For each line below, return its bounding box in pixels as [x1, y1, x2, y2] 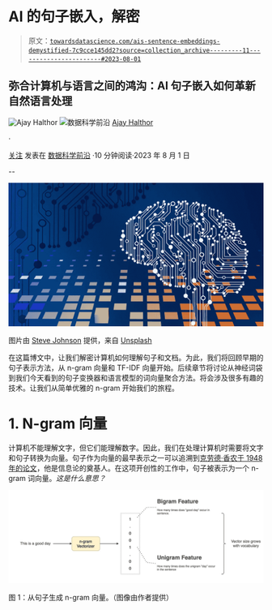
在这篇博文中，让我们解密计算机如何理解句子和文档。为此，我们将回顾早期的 [8, 353, 264, 363]
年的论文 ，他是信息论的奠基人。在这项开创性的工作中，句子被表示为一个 [8, 463, 249, 473]
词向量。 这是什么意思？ [27, 474, 106, 483]
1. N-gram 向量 [8, 415, 108, 433]
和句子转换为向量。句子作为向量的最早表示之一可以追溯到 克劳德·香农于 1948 [8, 453, 263, 463]
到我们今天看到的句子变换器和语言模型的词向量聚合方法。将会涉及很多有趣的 [8, 373, 264, 383]
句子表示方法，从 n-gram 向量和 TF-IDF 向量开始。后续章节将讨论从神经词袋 [8, 363, 263, 373]
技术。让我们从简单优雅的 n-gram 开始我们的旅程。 [8, 383, 180, 393]
